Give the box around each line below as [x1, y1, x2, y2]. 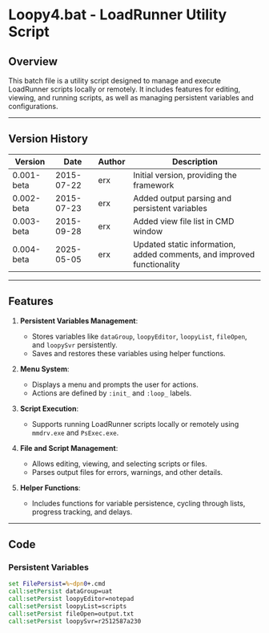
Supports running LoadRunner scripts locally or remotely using [31, 419, 239, 428]
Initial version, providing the [133, 169, 238, 181]
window [133, 225, 163, 237]
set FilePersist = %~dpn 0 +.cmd [8, 580, 106, 588]
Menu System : [19, 363, 70, 374]
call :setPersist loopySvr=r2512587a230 [8, 617, 142, 625]
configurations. [8, 102, 58, 111]
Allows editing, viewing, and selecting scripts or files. [31, 459, 207, 469]
